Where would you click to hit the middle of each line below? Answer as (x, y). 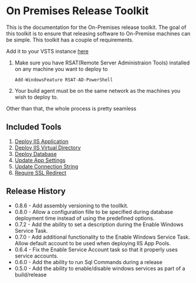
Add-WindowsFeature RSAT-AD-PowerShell (64, 80)
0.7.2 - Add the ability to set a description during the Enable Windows (99, 224)
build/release (31, 274)
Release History (36, 191)
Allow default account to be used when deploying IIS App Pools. (93, 243)
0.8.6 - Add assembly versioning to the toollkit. (71, 206)
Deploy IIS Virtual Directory (48, 147)
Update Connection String (46, 166)
